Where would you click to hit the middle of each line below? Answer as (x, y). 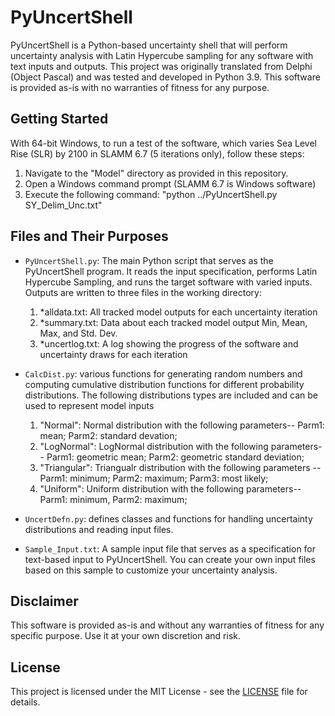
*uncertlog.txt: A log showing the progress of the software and (169, 343)
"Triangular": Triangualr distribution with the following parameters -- (180, 467)
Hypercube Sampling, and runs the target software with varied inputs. (168, 282)
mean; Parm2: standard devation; (108, 435)
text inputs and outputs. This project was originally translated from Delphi (161, 66)
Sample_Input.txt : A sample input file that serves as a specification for (170, 548)
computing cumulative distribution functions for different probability (164, 384)
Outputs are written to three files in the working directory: (143, 292)
